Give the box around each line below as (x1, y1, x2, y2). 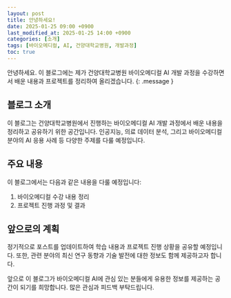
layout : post (7, 10, 45, 17)
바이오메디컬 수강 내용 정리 (17, 192, 90, 201)
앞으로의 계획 (7, 223, 60, 235)
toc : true (7, 49, 36, 56)
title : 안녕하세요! (7, 17, 56, 23)
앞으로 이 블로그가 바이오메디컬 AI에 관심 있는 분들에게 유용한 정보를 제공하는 (7, 275, 214, 283)
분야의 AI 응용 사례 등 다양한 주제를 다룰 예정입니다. (7, 136, 145, 144)
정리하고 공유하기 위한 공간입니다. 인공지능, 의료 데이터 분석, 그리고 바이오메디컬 (7, 127, 223, 135)
